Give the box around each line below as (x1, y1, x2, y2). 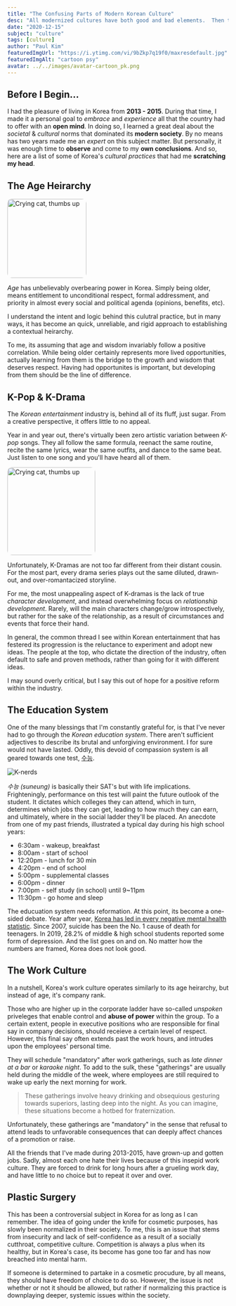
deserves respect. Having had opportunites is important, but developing (7, 363, 216, 372)
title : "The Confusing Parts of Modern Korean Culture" (7, 10, 174, 18)
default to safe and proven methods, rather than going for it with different (7, 655, 219, 664)
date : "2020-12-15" (7, 23, 65, 30)
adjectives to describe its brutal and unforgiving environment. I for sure (7, 737, 213, 746)
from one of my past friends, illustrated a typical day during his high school (7, 820, 225, 828)
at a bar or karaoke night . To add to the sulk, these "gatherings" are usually (7, 1063, 226, 1071)
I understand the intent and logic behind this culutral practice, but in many (7, 312, 221, 321)
